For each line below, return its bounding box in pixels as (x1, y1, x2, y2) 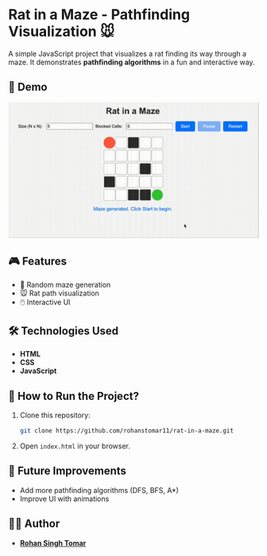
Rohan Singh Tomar (19, 538, 87, 547)
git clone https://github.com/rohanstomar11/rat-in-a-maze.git (19, 427, 234, 435)
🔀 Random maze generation (19, 280, 111, 289)
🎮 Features (8, 255, 68, 268)
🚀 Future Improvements (8, 464, 127, 478)
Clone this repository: (19, 410, 91, 420)
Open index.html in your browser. (19, 441, 131, 451)
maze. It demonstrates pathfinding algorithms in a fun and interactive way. (8, 57, 256, 67)
